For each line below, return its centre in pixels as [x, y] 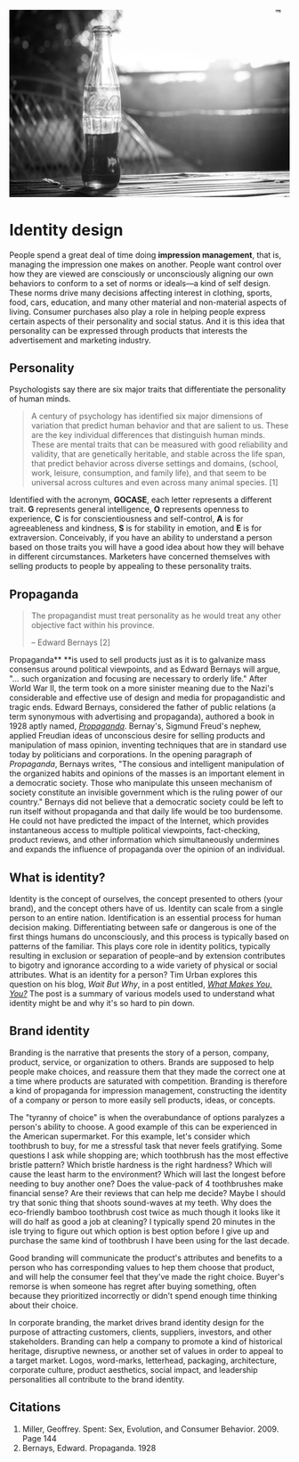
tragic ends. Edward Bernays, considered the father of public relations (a [142, 707]
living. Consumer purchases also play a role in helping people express [137, 311]
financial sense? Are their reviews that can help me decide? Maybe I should [148, 1193]
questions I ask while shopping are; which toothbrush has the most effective [149, 1155]
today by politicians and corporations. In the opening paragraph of [131, 755]
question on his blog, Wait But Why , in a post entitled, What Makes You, [141, 984]
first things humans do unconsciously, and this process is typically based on [149, 937]
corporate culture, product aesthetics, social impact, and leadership [133, 1369]
